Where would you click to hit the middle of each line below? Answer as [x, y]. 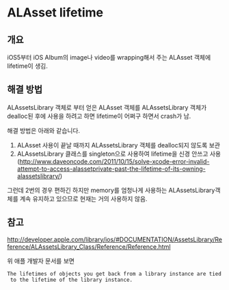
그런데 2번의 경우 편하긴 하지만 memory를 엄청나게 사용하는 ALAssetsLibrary [111, 190]
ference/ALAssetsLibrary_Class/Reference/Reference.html [89, 246]
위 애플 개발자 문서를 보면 [41, 261]
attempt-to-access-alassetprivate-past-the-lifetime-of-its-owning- [111, 169]
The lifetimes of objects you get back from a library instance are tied [114, 274]
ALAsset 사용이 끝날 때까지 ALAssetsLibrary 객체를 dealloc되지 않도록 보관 [119, 145]
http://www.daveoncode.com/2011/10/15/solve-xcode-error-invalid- [114, 161]
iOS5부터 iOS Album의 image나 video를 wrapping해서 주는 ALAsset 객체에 [109, 57]
